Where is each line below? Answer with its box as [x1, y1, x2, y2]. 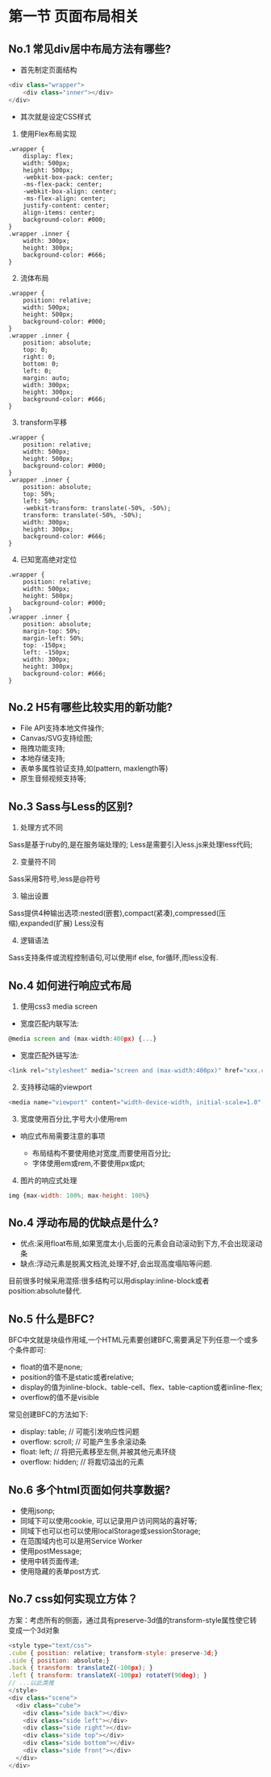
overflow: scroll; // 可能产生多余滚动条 [19, 1437, 147, 1447]
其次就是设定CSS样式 [19, 111, 91, 121]
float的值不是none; [19, 1362, 83, 1372]
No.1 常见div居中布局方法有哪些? [8, 42, 172, 56]
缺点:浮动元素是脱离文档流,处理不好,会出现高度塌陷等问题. [19, 1259, 212, 1269]
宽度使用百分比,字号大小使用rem [19, 1114, 127, 1123]
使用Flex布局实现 [19, 128, 77, 138]
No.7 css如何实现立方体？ [8, 1592, 139, 1606]
